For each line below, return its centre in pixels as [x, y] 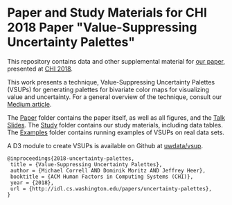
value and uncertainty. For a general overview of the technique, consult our [115, 97]
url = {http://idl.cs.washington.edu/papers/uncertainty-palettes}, [111, 188]
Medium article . [29, 104]
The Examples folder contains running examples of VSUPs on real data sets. [116, 132]
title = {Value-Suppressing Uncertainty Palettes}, [86, 164]
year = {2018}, [32, 182]
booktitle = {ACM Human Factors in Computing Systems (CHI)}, [102, 177]
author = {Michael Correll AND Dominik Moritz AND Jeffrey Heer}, [108, 170]
